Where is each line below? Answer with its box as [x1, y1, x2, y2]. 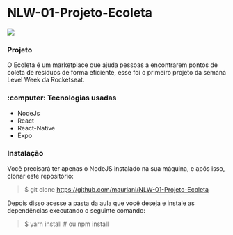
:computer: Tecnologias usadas [7, 93, 117, 103]
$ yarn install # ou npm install [24, 220, 109, 228]
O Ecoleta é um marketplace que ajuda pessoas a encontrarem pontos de [7, 61, 218, 69]
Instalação [7, 149, 44, 158]
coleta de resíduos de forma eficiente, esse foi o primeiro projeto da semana [7, 68, 227, 77]
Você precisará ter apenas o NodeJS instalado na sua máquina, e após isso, [7, 164, 225, 172]
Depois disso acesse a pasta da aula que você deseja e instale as [7, 199, 195, 207]
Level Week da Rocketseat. [7, 75, 85, 84]
